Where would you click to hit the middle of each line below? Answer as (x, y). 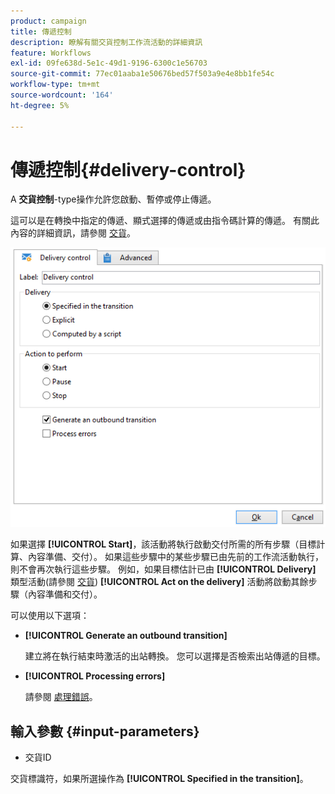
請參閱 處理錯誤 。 (61, 697)
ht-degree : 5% (40, 105)
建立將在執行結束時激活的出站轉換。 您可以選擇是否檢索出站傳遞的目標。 (175, 656)
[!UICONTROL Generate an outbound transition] (126, 636)
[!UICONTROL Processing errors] (95, 676)
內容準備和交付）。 (65, 594)
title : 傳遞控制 (41, 31)
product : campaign (48, 21)
